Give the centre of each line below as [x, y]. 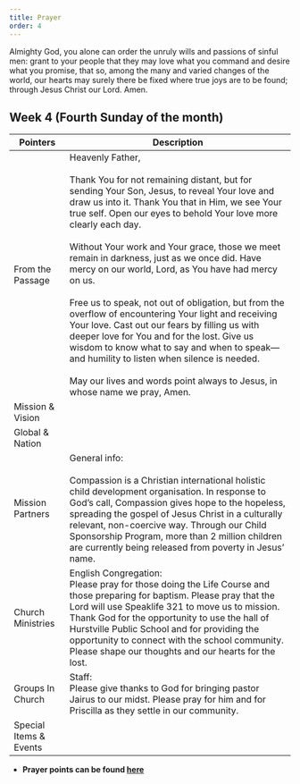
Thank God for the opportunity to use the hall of [169, 618]
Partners [32, 514]
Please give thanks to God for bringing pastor [164, 688]
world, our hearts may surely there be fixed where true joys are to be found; [149, 80]
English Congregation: [116, 573]
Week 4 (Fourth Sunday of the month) [117, 117]
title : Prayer [36, 17]
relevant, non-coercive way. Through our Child [168, 526]
